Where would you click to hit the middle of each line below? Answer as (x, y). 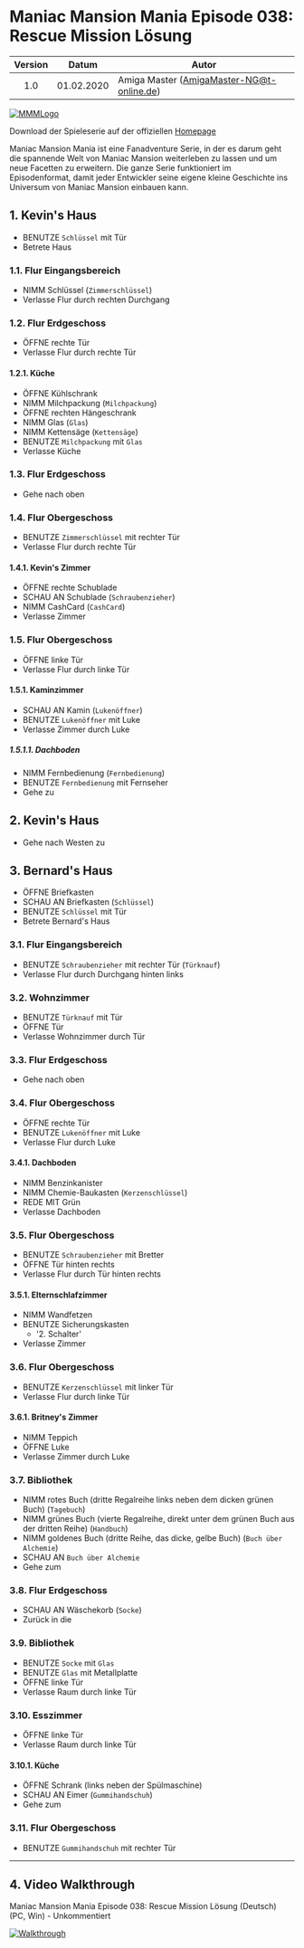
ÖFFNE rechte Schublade (70, 588)
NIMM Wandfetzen (57, 1315)
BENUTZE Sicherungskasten (76, 1325)
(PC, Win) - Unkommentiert (60, 1916)
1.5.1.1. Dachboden (45, 750)
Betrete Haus (47, 247)
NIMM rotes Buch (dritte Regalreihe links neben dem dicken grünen (148, 1500)
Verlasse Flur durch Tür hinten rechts (91, 1274)
